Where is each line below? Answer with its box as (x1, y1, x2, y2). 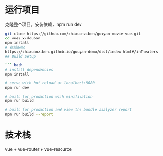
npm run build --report (5, 112, 54, 117)
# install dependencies (5, 67, 54, 72)
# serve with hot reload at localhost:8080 (5, 80, 95, 85)
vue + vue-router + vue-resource (5, 146, 72, 152)
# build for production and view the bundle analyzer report (5, 107, 132, 112)
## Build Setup (5, 54, 36, 59)
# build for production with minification (5, 94, 93, 99)
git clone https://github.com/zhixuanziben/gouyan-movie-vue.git (5, 31, 141, 36)
